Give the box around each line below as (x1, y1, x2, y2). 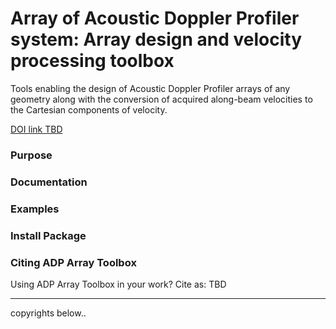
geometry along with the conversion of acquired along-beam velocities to (10, 93, 313, 105)
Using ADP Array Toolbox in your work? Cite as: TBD (10, 278, 227, 290)
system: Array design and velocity (10, 28, 303, 51)
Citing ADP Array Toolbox (10, 255, 137, 269)
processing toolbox (10, 50, 175, 72)
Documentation (10, 175, 88, 189)
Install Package (10, 228, 87, 242)
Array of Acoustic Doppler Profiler (10, 7, 300, 30)
